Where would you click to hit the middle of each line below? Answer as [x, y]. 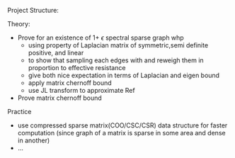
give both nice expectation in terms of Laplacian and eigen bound [124, 75]
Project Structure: [33, 10]
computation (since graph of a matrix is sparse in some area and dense [121, 133]
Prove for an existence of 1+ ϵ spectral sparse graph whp [101, 38]
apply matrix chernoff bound [70, 83]
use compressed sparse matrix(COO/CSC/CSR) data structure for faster [122, 125]
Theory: [19, 24]
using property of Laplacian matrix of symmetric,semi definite [118, 45]
